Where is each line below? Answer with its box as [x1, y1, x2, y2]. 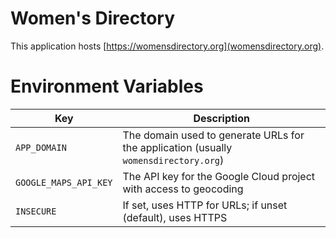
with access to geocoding [122, 182, 244, 196]
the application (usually [122, 140, 233, 154]
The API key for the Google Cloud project [122, 169, 316, 183]
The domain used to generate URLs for [122, 128, 305, 142]
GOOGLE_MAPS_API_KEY [15, 177, 113, 188]
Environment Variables [10, 75, 204, 98]
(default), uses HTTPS [122, 210, 228, 224]
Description [193, 111, 250, 125]
